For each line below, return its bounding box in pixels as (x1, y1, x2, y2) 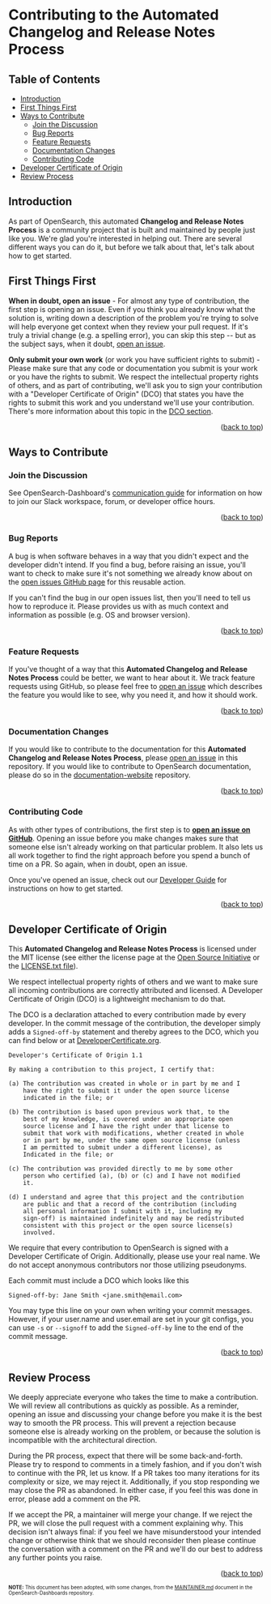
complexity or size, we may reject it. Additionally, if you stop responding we (8, 1477, 260, 1486)
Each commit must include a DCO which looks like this (8, 1276, 189, 1285)
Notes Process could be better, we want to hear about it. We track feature (8, 673, 256, 682)
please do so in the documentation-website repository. (8, 770, 192, 780)
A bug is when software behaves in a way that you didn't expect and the (8, 551, 249, 561)
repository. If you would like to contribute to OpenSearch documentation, (8, 762, 252, 772)
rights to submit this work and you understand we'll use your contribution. (8, 397, 255, 407)
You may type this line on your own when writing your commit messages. (8, 1306, 252, 1315)
